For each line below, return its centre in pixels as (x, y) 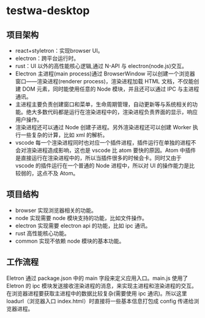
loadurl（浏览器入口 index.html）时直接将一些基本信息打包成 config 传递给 (100, 301)
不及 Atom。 (63, 173)
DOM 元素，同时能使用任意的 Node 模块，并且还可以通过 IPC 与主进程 (111, 89)
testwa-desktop (48, 11)
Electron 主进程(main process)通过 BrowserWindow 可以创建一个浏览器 (105, 74)
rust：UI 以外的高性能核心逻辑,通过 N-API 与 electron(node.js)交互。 (101, 66)
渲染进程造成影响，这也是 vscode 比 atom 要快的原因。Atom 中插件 (111, 150)
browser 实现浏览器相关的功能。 (56, 210)
